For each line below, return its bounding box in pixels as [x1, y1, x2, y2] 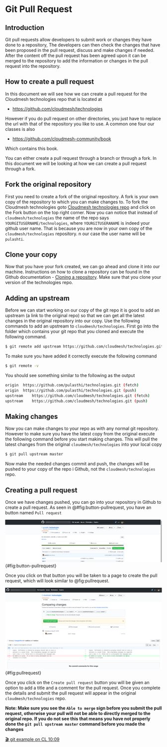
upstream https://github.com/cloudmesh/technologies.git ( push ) [5, 398, 148, 403]
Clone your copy [5, 251, 58, 259]
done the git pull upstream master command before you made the [5, 721, 146, 727]
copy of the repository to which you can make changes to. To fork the [5, 199, 148, 205]
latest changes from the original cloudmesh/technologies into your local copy [5, 441, 162, 447]
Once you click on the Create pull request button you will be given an [5, 679, 150, 685]
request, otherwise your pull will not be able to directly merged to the [5, 710, 151, 716]
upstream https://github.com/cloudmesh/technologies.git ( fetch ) [5, 393, 150, 398]
